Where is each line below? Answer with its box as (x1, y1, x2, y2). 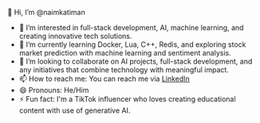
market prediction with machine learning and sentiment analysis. (18, 48, 232, 57)
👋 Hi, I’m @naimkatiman (7, 8, 85, 17)
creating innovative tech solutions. (18, 32, 132, 40)
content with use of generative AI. (18, 106, 131, 115)
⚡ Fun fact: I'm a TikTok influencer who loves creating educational (18, 94, 236, 103)
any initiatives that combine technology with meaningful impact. (18, 65, 229, 75)
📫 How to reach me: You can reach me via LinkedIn (18, 74, 191, 83)
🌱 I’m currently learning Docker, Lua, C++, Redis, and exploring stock (18, 40, 246, 49)
